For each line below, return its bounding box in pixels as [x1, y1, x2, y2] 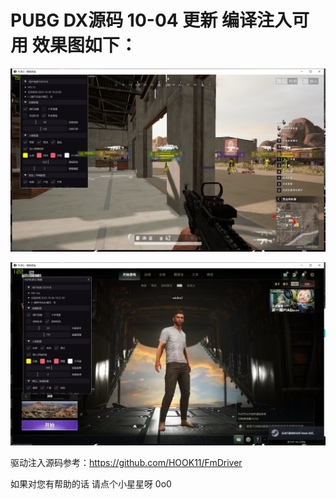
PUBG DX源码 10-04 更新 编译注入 [10, 9, 292, 32]
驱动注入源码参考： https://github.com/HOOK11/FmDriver [10, 456, 243, 468]
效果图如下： [31, 34, 138, 57]
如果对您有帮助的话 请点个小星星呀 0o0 [10, 477, 172, 490]
